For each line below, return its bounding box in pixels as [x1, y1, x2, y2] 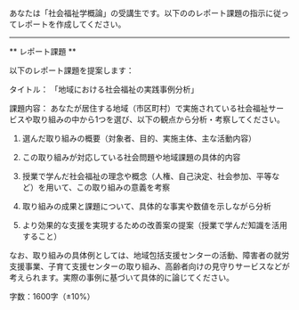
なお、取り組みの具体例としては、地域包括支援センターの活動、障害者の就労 [9, 250, 290, 260]
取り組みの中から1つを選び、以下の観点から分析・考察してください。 [32, 114, 285, 125]
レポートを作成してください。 [16, 19, 126, 29]
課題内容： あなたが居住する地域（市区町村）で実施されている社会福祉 [9, 103, 269, 113]
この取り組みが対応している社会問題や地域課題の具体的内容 [21, 152, 241, 162]
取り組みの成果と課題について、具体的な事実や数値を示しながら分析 [21, 201, 271, 211]
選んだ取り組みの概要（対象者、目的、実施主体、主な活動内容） [21, 133, 256, 143]
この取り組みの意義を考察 [76, 182, 171, 192]
